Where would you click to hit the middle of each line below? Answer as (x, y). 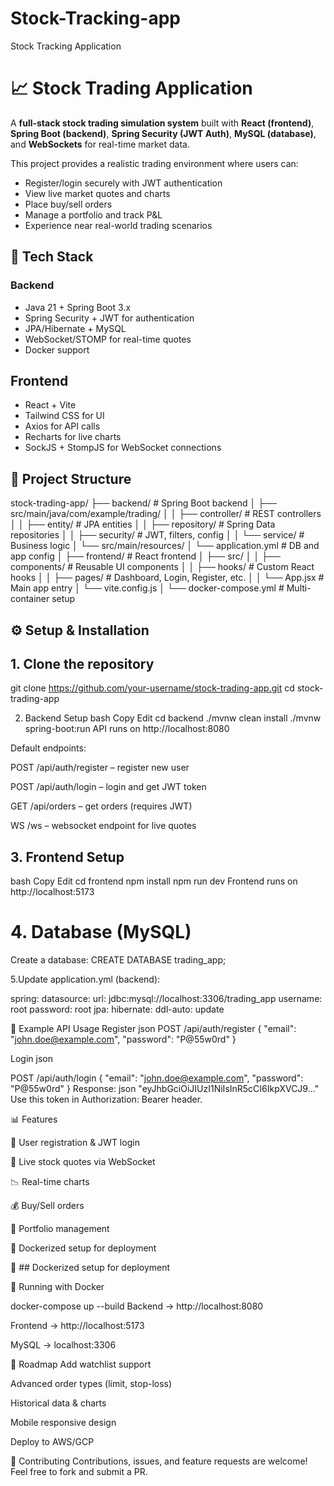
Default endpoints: (48, 748)
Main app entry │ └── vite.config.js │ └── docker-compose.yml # (147, 588)
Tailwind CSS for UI (64, 416)
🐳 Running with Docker (57, 1287)
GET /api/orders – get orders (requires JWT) (101, 806)
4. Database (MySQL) (101, 932)
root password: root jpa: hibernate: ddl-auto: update (117, 1009)
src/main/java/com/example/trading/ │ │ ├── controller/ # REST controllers (166, 514)
